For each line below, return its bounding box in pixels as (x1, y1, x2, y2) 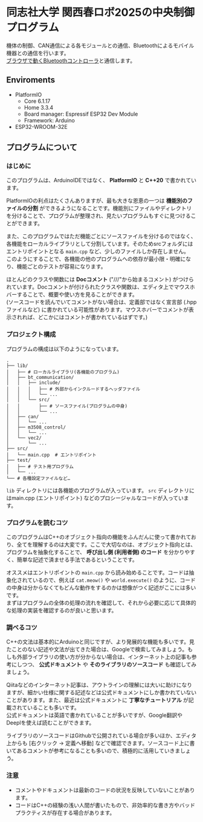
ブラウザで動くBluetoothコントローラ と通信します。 (6, 57, 136, 64)
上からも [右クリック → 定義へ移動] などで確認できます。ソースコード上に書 (6, 740, 195, 747)
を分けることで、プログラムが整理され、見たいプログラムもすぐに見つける (6, 212, 192, 220)
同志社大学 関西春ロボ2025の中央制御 (6, 5, 195, 19)
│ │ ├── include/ (6, 380, 61, 386)
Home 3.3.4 (24, 104, 54, 111)
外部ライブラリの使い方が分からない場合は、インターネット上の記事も (16, 653, 192, 660)
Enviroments (6, 75, 56, 85)
